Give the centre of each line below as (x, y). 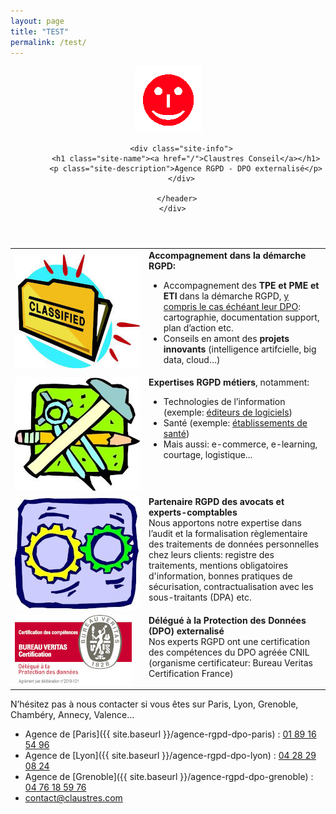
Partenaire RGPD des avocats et (216, 501)
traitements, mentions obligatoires (218, 565)
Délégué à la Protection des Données (227, 620)
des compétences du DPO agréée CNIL (229, 652)
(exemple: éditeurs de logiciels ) (228, 412)
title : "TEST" (40, 31)
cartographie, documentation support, (241, 317)
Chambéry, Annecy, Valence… (72, 715)
